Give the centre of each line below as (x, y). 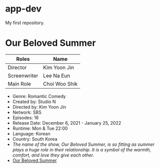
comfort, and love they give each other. (53, 155)
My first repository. (25, 23)
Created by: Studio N (34, 102)
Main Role (19, 83)
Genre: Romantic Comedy (39, 96)
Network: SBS (27, 112)
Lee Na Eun (56, 75)
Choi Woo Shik (60, 83)
